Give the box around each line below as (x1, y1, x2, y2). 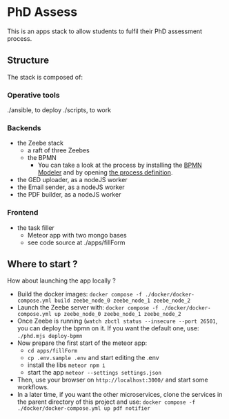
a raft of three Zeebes (27, 146, 90, 154)
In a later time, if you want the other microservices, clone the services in (17, 391, 223, 399)
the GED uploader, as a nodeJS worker (17, 176, 128, 184)
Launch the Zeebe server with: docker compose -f (17, 303, 159, 312)
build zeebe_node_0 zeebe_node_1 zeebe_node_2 (54, 297, 191, 305)
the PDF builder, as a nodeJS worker (17, 190, 121, 199)
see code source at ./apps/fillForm (27, 238, 126, 247)
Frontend (7, 208, 39, 217)
